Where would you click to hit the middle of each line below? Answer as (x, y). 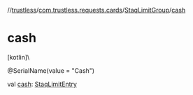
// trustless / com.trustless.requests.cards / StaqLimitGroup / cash (96, 10)
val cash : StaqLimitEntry (42, 84)
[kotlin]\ (19, 57)
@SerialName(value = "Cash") (51, 70)
